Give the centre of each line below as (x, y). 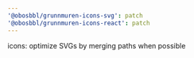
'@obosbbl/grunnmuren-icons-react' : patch (79, 23)
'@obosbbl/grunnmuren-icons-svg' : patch (76, 15)
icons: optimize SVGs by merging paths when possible (97, 45)
